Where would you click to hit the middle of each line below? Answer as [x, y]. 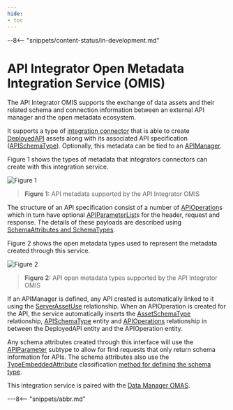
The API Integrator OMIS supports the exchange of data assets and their [111, 103]
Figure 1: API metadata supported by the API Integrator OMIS [112, 194]
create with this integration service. [58, 167]
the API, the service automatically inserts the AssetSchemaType [99, 314]
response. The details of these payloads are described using [95, 222]
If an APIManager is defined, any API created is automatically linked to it [111, 299]
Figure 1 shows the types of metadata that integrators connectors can [107, 160]
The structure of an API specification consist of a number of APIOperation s [115, 208]
